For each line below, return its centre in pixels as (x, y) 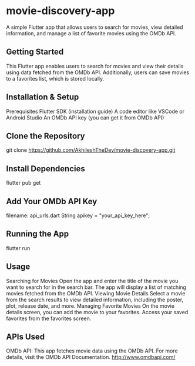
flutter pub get (23, 183)
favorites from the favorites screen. (49, 318)
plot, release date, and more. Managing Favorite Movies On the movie (90, 306)
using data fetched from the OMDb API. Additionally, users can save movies (98, 72)
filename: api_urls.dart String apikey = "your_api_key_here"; (78, 215)
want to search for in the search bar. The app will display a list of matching (96, 287)
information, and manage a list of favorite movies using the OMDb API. (91, 33)
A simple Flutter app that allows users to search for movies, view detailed (95, 27)
